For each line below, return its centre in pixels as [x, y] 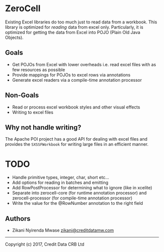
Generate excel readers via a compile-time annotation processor [77, 80]
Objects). [14, 37]
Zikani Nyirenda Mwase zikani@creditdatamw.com [63, 230]
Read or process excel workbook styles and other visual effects [76, 107]
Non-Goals [22, 95]
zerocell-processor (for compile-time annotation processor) [72, 198]
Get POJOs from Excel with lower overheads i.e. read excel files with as [84, 64]
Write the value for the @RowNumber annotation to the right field [77, 203]
